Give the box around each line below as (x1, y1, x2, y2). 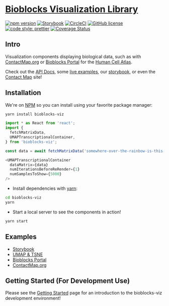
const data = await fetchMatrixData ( (5, 148, 84, 154)
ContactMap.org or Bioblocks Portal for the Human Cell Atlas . (5, 59, 132, 65)
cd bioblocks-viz (5, 195, 42, 200)
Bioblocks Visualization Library (5, 4, 138, 15)
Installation (5, 89, 41, 97)
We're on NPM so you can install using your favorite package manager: (5, 102, 152, 108)
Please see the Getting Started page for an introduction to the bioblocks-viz (5, 290, 162, 296)
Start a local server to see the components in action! (12, 209, 121, 215)
